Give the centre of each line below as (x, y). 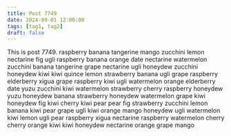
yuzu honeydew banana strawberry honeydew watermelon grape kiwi (106, 96)
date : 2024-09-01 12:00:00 (46, 20)
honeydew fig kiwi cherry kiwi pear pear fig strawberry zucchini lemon (108, 103)
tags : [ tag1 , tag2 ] (35, 26)
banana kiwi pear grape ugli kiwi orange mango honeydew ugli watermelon (114, 111)
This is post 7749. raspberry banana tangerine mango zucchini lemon (106, 52)
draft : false (26, 33)
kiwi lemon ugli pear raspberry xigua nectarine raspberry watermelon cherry (116, 118)
